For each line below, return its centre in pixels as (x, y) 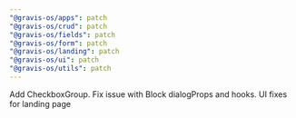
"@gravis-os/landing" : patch (64, 52)
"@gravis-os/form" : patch (58, 43)
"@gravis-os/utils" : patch (60, 69)
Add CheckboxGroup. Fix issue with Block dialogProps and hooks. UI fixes (148, 94)
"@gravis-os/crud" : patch (58, 26)
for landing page (40, 103)
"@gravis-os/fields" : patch (63, 34)
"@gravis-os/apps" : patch (58, 18)
